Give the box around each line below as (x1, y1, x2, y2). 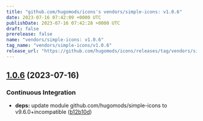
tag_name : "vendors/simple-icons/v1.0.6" (6, 43, 112, 49)
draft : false (6, 25, 39, 32)
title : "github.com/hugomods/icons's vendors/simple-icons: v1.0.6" (6, 8, 182, 15)
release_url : (6, 48, 39, 54)
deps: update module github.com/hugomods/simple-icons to (14, 102, 167, 109)
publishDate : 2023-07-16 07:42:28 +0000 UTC (6, 20, 120, 26)
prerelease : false (6, 31, 53, 37)
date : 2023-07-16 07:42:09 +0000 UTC (6, 14, 101, 20)
